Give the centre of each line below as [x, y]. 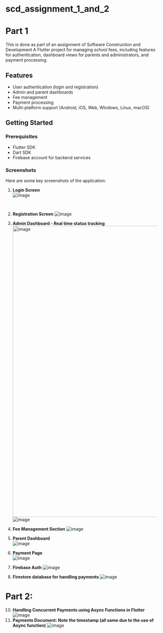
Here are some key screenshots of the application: [56, 180]
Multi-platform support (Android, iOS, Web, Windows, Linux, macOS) [81, 107]
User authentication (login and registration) [55, 87]
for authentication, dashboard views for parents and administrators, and [77, 55]
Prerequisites [22, 137]
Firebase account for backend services [52, 157]
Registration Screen [33, 214]
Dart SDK [22, 152]
